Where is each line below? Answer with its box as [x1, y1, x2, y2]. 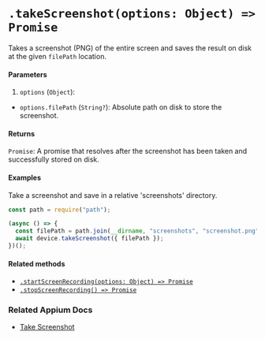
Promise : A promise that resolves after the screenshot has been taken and [8, 147, 248, 156]
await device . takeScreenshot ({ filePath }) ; [15, 235, 164, 243]
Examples [8, 173, 42, 182]
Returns [8, 129, 35, 138]
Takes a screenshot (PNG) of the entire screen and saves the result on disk [8, 43, 252, 53]
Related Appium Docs [8, 304, 93, 315]
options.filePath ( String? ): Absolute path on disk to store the [19, 102, 222, 112]
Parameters [8, 69, 47, 79]
